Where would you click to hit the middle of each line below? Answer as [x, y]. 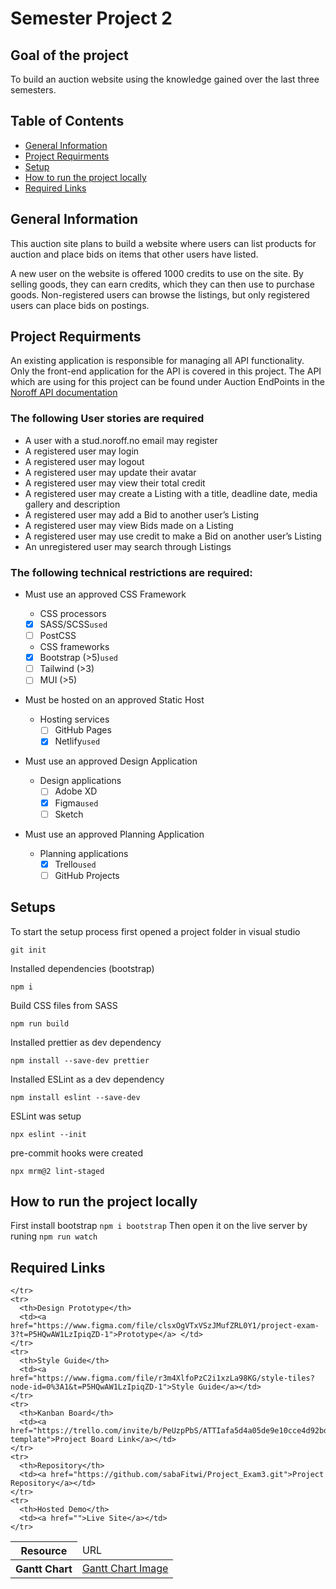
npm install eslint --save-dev [75, 1097]
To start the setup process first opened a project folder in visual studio [155, 931]
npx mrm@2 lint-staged [57, 1171]
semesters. [33, 90]
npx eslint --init [48, 1134]
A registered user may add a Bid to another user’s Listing [142, 514]
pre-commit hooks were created [76, 1153]
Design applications [80, 781]
